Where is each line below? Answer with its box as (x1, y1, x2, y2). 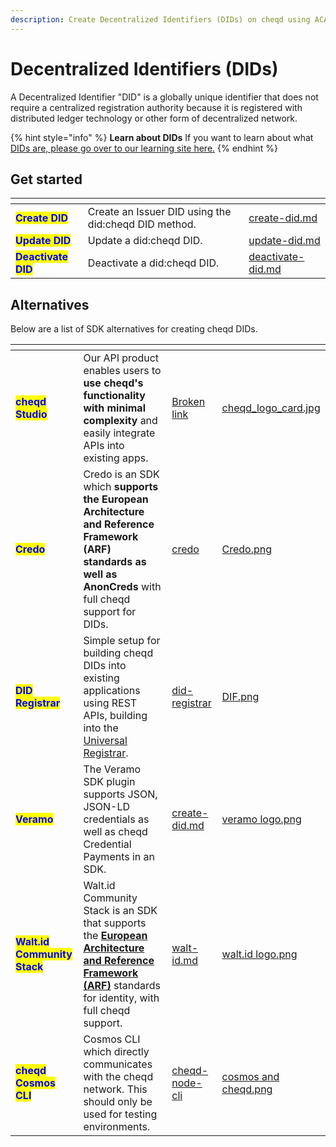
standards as (83, 555, 147, 569)
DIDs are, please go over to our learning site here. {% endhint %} (10, 142, 278, 154)
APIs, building (83, 709, 148, 723)
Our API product (83, 351, 160, 365)
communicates (83, 1057, 153, 1071)
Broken (171, 395, 206, 409)
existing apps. (83, 451, 149, 465)
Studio (15, 407, 48, 421)
